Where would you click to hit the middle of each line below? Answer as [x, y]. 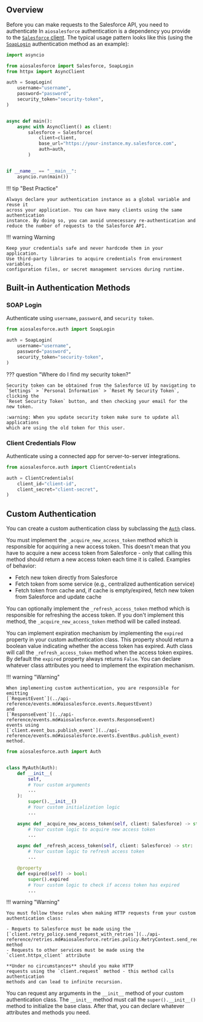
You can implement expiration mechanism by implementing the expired [95, 633]
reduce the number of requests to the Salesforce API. [77, 226]
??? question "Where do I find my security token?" [69, 374]
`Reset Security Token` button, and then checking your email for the [97, 401]
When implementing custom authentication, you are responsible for [93, 688]
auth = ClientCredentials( [40, 478]
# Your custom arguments [59, 785]
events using [23, 726]
